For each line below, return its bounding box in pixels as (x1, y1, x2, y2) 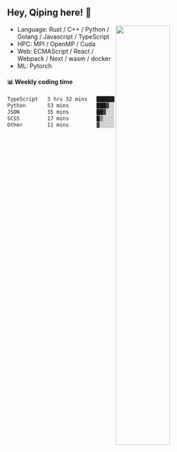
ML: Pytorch (17, 61, 52, 69)
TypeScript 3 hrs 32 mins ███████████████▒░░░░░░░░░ (7, 96, 174, 103)
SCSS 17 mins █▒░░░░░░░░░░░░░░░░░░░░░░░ (7, 115, 174, 122)
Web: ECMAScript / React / (17, 47, 94, 55)
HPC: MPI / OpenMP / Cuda (17, 39, 96, 48)
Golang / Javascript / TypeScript (17, 32, 110, 41)
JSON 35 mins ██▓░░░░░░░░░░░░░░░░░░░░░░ (7, 108, 174, 116)
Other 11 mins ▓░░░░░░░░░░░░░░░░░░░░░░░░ (7, 121, 174, 128)
